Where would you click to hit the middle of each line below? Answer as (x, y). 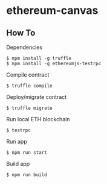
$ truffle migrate (29, 108)
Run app (17, 141)
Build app (18, 164)
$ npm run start (27, 153)
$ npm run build (27, 175)
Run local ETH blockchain (38, 119)
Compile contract (28, 75)
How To (21, 33)
